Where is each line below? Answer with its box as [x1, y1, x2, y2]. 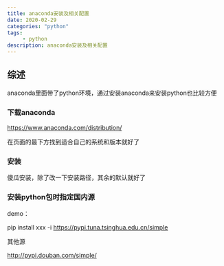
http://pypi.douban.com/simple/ [7, 251, 98, 259]
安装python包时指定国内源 [7, 192, 95, 202]
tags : [7, 29, 23, 36]
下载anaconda [7, 107, 56, 117]
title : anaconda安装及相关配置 [7, 10, 89, 17]
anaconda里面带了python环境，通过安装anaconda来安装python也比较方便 [7, 89, 217, 97]
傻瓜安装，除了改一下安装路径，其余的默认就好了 [7, 173, 146, 182]
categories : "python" [7, 23, 69, 30]
